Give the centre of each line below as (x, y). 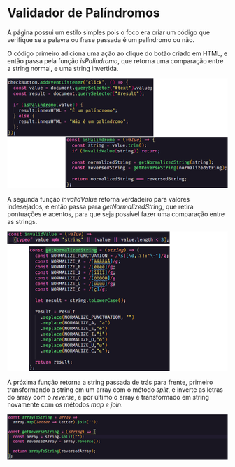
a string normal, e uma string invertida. (63, 68)
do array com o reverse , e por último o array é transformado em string (108, 397)
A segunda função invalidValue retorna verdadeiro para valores (99, 199)
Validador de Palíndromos (84, 13)
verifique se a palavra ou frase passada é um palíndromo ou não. (101, 39)
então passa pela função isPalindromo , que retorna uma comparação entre (115, 60)
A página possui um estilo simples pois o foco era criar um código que (109, 32)
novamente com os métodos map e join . (65, 404)
